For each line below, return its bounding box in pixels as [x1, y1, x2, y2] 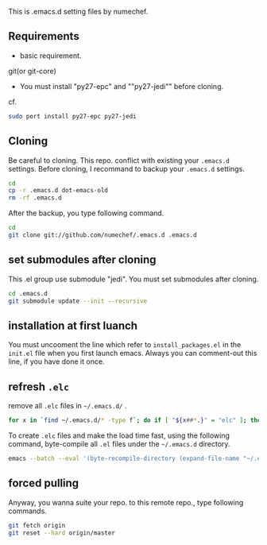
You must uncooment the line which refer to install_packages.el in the [8, 340, 242, 350]
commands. [8, 506, 48, 516]
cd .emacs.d [8, 289, 48, 297]
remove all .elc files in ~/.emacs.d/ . [8, 401, 127, 411]
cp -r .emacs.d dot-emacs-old [8, 187, 109, 195]
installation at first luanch [8, 319, 137, 332]
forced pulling [8, 477, 79, 490]
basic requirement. [19, 51, 82, 60]
